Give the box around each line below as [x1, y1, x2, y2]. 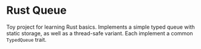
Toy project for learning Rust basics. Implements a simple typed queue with [6, 23, 196, 30]
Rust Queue [6, 4, 67, 17]
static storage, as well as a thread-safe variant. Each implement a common [6, 29, 193, 36]
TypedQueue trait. [6, 36, 47, 43]
